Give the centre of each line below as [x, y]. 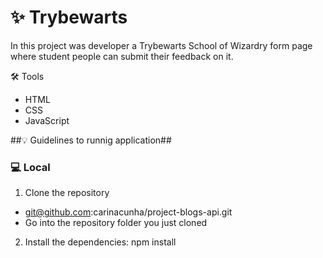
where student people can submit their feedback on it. [122, 56]
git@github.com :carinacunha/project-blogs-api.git [128, 212]
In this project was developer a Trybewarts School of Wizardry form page [161, 45]
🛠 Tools [27, 76]
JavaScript [47, 120]
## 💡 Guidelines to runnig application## [91, 140]
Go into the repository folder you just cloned [116, 223]
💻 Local [30, 167]
